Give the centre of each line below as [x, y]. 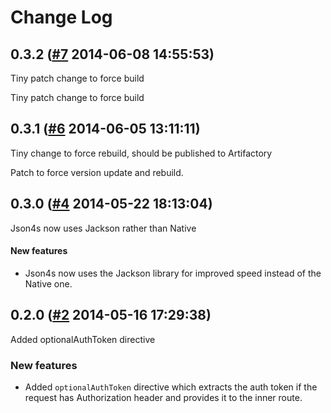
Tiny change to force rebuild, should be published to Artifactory [141, 153]
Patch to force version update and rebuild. [97, 172]
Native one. [48, 283]
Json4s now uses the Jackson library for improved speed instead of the [173, 273]
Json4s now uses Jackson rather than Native [103, 228]
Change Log [61, 17]
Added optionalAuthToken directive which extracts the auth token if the [171, 387]
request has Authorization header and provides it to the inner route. [163, 397]
